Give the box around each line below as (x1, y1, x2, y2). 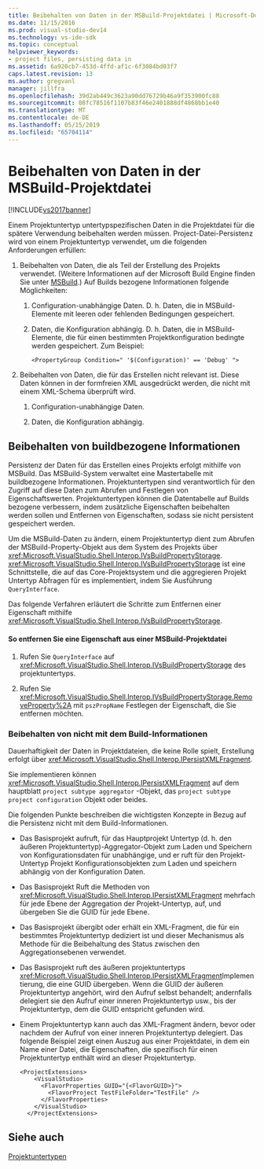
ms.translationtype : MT (8, 107, 86, 115)
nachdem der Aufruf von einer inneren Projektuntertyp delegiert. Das (19, 1028, 244, 1037)
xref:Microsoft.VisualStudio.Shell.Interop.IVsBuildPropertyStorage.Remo (19, 692, 253, 702)
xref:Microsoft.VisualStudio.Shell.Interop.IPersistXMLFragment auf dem (8, 778, 240, 787)
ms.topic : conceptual (8, 41, 79, 49)
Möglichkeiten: (19, 285, 68, 295)
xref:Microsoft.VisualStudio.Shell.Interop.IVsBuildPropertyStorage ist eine (8, 559, 246, 569)
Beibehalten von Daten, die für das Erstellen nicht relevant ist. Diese (19, 370, 240, 379)
